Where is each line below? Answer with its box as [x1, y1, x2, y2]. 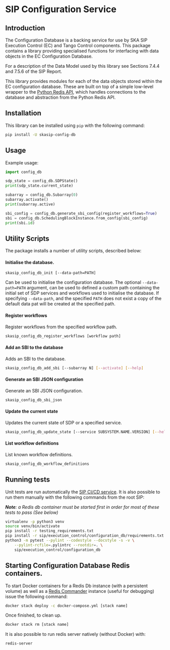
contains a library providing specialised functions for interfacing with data [5, 48, 159, 54]
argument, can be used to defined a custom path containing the [27, 285, 160, 291]
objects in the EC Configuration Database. [5, 53, 93, 59]
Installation [5, 109, 41, 117]
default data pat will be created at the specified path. [5, 301, 116, 307]
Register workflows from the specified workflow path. [5, 324, 117, 330]
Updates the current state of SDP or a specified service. [5, 419, 122, 425]
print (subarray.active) [5, 201, 56, 207]
